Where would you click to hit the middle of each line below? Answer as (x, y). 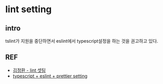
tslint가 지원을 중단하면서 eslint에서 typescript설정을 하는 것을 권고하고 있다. (82, 41)
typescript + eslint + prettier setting (50, 76)
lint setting (29, 9)
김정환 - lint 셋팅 (29, 70)
